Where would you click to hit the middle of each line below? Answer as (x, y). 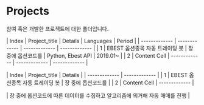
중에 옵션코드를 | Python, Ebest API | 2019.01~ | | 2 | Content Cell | (88, 55)
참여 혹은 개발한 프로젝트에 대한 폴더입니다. (58, 29)
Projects (28, 11)
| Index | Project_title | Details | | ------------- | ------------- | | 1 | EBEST (97, 75)
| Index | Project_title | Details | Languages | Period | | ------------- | (91, 41)
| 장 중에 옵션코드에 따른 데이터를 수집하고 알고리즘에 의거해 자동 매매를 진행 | (98, 95)
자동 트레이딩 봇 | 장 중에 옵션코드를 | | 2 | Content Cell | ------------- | (108, 83)
